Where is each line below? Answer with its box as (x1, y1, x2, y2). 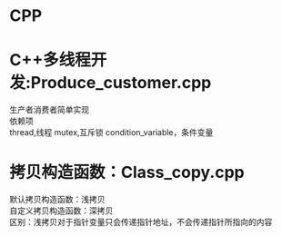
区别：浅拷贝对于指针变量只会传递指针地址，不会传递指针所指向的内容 (9, 217, 273, 228)
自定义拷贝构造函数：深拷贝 (9, 205, 114, 216)
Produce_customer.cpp (30, 73, 212, 93)
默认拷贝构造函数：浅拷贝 (9, 194, 106, 205)
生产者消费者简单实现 (9, 104, 89, 115)
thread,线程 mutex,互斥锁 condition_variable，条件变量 (9, 127, 214, 138)
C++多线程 (9, 50, 91, 71)
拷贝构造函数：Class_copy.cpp (9, 162, 245, 182)
